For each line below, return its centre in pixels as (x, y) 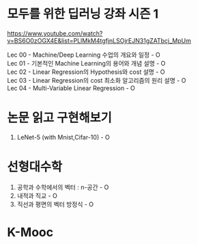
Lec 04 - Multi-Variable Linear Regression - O (71, 88)
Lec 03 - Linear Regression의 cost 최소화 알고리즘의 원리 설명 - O (97, 80)
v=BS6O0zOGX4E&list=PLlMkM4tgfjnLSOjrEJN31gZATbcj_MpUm (99, 40)
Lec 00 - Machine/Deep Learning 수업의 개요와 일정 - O (84, 55)
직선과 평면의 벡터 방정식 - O (55, 204)
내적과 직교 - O (37, 195)
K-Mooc (30, 232)
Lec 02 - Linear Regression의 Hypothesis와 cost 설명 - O (86, 72)
